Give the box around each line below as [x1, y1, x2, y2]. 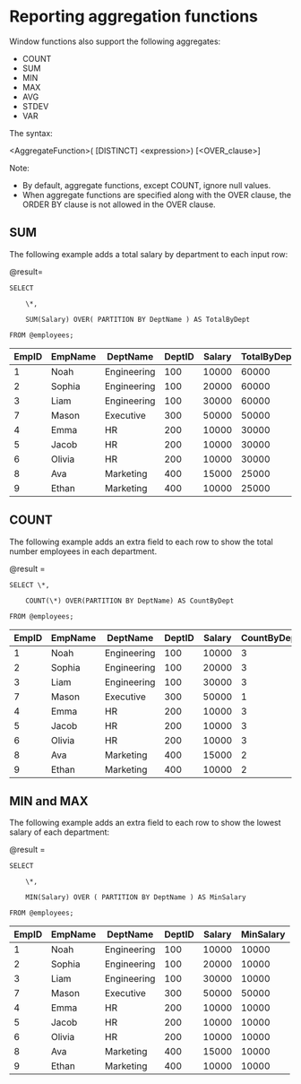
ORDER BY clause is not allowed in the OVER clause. [21, 199, 217, 210]
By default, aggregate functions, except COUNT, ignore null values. [21, 179, 271, 190]
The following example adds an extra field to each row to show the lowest [9, 818, 281, 828]
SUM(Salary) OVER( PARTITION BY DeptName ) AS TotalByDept [25, 315, 251, 324]
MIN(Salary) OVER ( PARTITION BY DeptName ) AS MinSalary [25, 893, 246, 902]
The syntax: [9, 127, 54, 138]
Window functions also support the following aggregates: [9, 36, 221, 47]
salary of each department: [9, 827, 110, 837]
